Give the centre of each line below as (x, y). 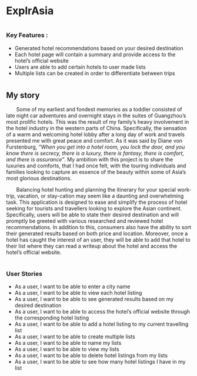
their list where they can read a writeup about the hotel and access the (92, 246)
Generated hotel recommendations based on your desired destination (99, 48)
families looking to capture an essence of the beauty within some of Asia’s (96, 172)
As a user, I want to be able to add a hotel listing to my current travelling (101, 324)
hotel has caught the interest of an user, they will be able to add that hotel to (98, 240)
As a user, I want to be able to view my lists (67, 349)
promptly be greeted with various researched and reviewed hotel (85, 221)
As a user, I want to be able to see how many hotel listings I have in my (100, 361)
